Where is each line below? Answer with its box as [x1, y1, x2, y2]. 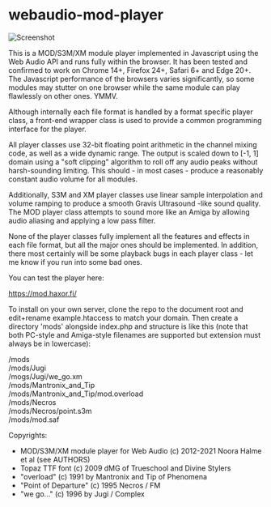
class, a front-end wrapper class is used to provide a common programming [8, 115, 262, 125]
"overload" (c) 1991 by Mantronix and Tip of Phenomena [19, 471, 208, 481]
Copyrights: [8, 430, 48, 440]
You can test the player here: [8, 273, 104, 283]
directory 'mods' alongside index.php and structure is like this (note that [8, 322, 248, 331]
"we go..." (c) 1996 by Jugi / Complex [19, 488, 146, 499]
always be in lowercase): [8, 339, 91, 348]
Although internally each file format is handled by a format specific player [8, 107, 253, 117]
